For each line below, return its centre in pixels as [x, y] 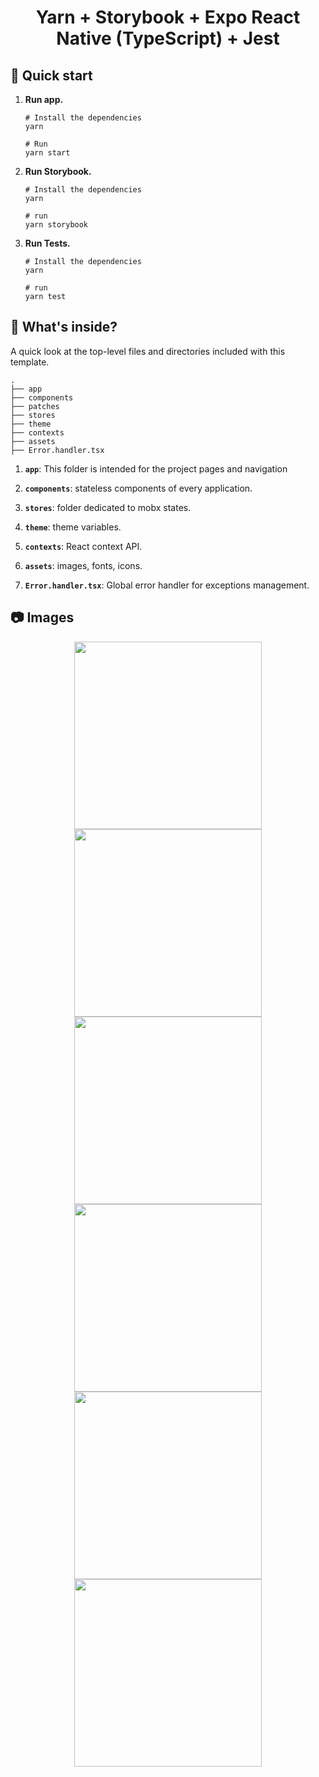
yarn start [47, 153]
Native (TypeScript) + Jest [168, 38]
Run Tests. [47, 243]
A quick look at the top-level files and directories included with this [148, 351]
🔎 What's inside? [64, 327]
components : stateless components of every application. [138, 488]
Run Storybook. [58, 171]
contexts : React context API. [83, 546]
